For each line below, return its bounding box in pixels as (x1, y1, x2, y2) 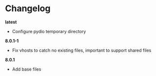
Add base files (12, 66, 41, 72)
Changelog (5, 3, 51, 14)
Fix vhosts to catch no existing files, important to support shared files (12, 47, 152, 53)
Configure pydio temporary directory (12, 28, 86, 34)
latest (5, 19, 17, 25)
